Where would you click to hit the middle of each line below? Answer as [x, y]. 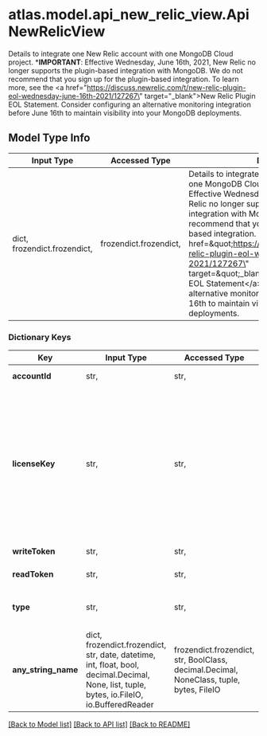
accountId [32, 376]
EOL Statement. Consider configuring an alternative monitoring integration [130, 104]
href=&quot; [211, 243]
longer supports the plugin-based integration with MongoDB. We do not [126, 70]
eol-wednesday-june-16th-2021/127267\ [74, 96]
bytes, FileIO [197, 690]
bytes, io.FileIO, [115, 695]
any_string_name [45, 670]
